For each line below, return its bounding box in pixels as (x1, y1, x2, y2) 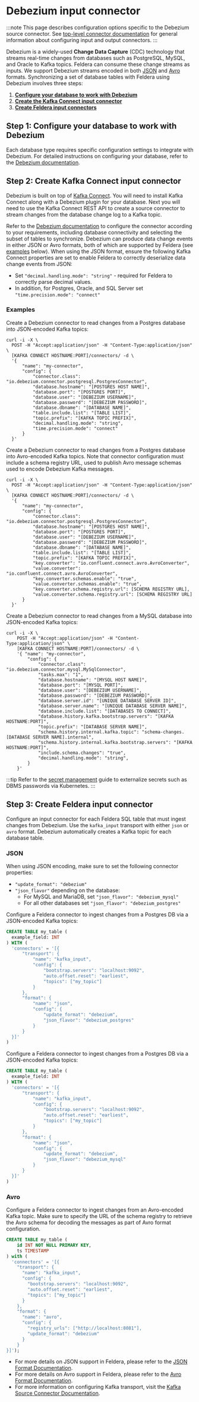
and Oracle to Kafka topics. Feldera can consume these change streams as (6, 61, 190, 68)
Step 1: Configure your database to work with (6, 121, 177, 132)
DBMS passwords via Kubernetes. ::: (6, 782, 96, 789)
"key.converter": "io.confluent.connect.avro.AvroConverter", (32, 560, 190, 566)
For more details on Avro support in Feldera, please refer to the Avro (14, 1370, 182, 1378)
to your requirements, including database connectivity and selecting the (6, 229, 182, 236)
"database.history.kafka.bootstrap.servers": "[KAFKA (37, 713, 174, 719)
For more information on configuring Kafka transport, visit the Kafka (14, 1384, 181, 1391)
